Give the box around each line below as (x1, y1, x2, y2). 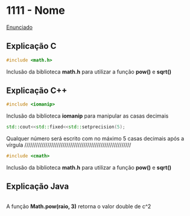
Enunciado (6, 24, 33, 31)
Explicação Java (6, 182, 69, 192)
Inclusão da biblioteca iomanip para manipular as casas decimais (6, 112, 169, 119)
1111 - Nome (6, 4, 65, 17)
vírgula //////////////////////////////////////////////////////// (6, 141, 131, 148)
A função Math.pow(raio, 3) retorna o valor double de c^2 (6, 203, 151, 210)
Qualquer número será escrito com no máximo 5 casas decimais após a (6, 135, 185, 142)
